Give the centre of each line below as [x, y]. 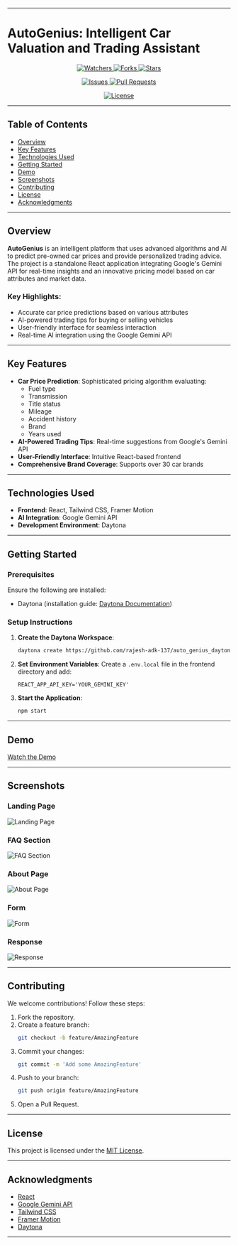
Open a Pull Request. [48, 1104]
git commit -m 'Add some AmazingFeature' [80, 1064]
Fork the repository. [46, 1017]
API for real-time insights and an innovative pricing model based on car [111, 271]
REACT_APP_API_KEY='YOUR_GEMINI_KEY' [73, 685]
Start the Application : [50, 698]
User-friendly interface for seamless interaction [87, 327]
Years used [45, 433]
